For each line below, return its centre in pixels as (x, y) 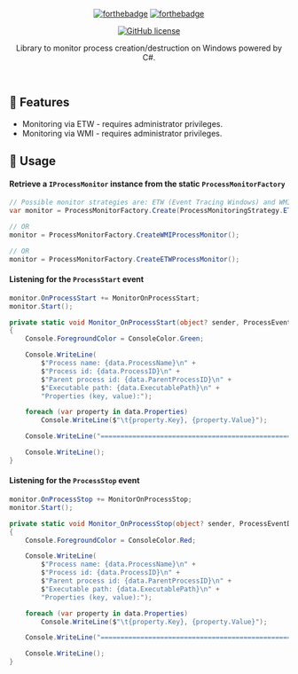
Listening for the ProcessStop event (74, 481)
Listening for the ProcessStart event (77, 279)
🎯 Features (39, 102)
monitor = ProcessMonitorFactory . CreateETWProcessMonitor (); (125, 259)
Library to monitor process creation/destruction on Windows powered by (149, 48)
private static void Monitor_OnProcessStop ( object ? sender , (123, 523)
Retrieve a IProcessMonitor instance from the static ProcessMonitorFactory (147, 184)
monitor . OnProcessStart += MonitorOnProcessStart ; (105, 298)
